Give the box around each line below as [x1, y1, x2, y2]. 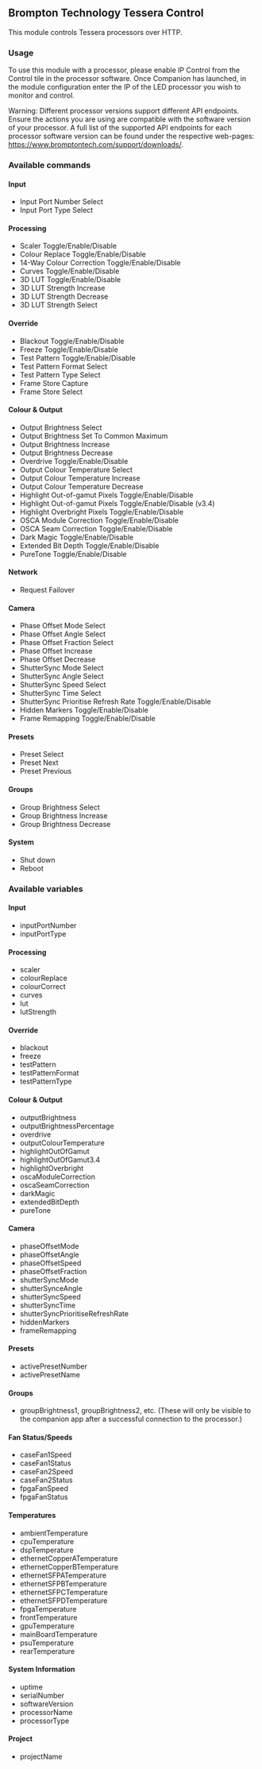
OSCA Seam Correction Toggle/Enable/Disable [19, 523, 173, 533]
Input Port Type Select [19, 206, 94, 215]
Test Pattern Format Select [19, 361, 108, 371]
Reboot [19, 863, 44, 873]
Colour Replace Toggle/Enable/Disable [19, 249, 147, 259]
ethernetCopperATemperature [19, 1553, 118, 1563]
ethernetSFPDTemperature [19, 1596, 108, 1605]
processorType [19, 1716, 70, 1725]
